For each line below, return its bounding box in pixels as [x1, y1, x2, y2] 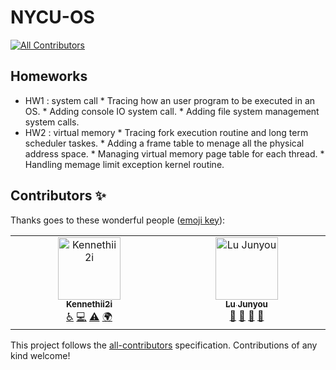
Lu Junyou [225, 299, 268, 310]
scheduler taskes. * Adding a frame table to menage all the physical [24, 137, 305, 149]
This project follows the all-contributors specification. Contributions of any [10, 339, 318, 351]
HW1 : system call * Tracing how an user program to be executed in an [24, 94, 316, 106]
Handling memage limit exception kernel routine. [24, 158, 225, 170]
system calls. [24, 116, 80, 128]
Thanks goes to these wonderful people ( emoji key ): [10, 214, 226, 226]
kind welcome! [10, 349, 71, 361]
